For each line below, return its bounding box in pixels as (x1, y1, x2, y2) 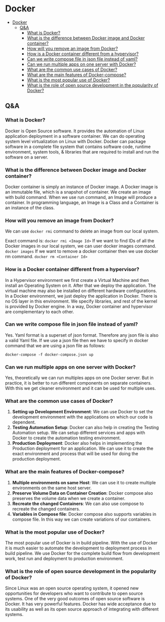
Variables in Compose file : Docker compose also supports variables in (12, 511, 157, 517)
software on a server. (5, 154, 48, 160)
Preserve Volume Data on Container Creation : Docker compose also (12, 490, 153, 496)
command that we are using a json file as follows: (5, 343, 105, 349)
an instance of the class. (5, 204, 55, 210)
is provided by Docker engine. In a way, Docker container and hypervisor (5, 303, 153, 309)
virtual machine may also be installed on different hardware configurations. (5, 287, 157, 294)
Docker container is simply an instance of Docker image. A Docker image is (5, 184, 158, 190)
